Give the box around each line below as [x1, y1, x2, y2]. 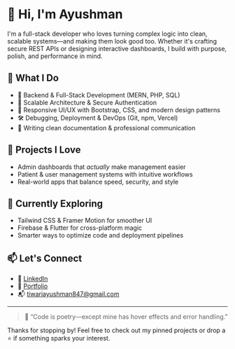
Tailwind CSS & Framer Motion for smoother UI [17, 217, 152, 225]
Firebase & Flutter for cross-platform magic [17, 224, 143, 232]
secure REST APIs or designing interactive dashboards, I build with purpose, [7, 44, 227, 53]
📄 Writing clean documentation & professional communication [17, 123, 196, 132]
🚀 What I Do [7, 72, 59, 84]
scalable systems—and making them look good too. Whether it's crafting [7, 36, 217, 45]
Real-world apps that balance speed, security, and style [17, 177, 179, 186]
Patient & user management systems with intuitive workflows [17, 170, 194, 178]
